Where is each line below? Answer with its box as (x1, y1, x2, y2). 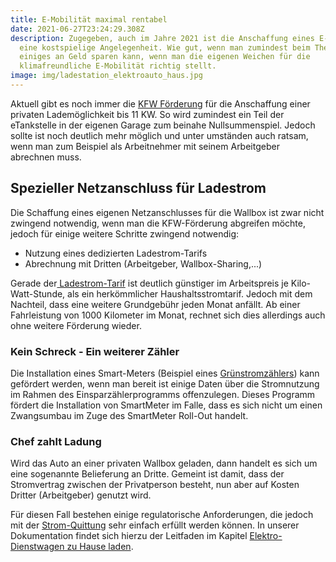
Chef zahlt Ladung (10, 434, 102, 448)
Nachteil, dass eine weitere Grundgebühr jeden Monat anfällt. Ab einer (10, 298, 301, 310)
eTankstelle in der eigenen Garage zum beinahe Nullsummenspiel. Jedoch (10, 119, 316, 131)
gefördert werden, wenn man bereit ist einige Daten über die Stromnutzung (10, 377, 320, 390)
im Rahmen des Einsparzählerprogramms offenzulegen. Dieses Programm (10, 388, 316, 400)
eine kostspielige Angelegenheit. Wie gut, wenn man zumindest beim (19, 42, 311, 53)
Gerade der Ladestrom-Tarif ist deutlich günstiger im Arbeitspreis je (10, 277, 289, 289)
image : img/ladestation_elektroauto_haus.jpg (10, 71, 203, 81)
